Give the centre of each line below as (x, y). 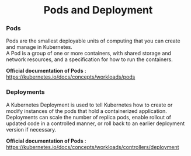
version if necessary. (31, 129)
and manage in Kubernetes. (39, 47)
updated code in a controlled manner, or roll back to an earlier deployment (95, 123)
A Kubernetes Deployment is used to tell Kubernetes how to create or (89, 105)
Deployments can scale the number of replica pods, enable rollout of (88, 117)
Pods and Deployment (98, 10)
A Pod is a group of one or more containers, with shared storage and (88, 54)
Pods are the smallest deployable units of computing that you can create (93, 41)
